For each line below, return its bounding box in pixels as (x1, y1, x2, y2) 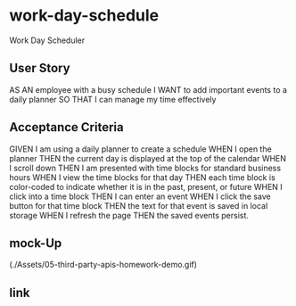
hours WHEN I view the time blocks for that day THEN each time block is (9, 171, 276, 183)
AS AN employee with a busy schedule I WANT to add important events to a (9, 84, 288, 95)
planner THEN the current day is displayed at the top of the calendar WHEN (9, 153, 287, 163)
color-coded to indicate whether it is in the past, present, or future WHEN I (9, 181, 283, 192)
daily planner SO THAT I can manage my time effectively (9, 94, 217, 104)
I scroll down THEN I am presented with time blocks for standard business (9, 162, 282, 173)
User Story (9, 61, 70, 76)
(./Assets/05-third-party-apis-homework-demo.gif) (9, 260, 198, 270)
